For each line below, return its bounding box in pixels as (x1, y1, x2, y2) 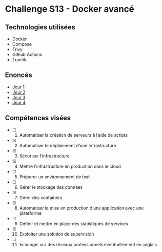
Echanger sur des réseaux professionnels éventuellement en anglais (19, 241, 157, 247)
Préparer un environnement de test (19, 174, 90, 179)
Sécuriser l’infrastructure (19, 153, 70, 159)
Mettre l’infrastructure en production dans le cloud (19, 163, 121, 169)
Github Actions (12, 51, 42, 57)
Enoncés (5, 71, 33, 79)
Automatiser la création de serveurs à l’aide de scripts (19, 132, 128, 138)
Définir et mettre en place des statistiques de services (19, 221, 128, 227)
